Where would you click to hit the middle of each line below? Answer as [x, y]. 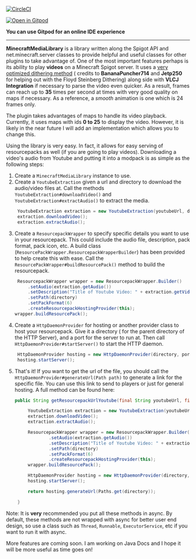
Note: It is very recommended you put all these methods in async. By [89, 513]
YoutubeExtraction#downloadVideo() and [63, 194]
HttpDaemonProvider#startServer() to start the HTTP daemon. [89, 344]
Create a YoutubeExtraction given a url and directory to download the [98, 182]
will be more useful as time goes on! [50, 549]
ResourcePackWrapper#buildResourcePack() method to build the [90, 264]
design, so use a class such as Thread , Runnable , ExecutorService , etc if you [97, 526]
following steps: [25, 164]
